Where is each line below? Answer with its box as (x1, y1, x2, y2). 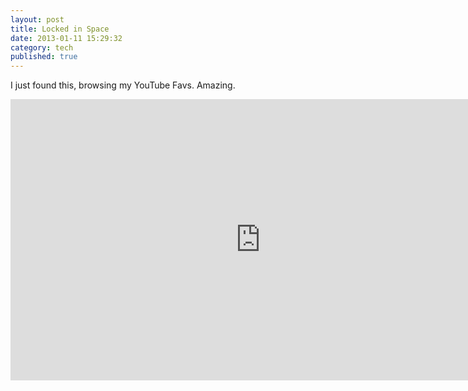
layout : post (10, 14, 65, 25)
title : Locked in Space (10, 24, 110, 34)
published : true (10, 52, 78, 62)
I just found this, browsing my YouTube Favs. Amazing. (10, 79, 236, 91)
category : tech (10, 42, 74, 53)
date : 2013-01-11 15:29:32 (10, 33, 123, 43)
